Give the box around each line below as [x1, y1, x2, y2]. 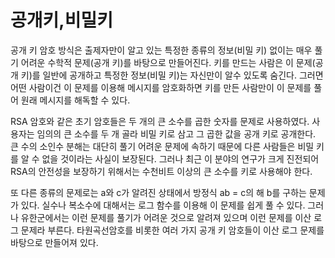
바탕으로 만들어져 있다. [10, 236, 99, 248]
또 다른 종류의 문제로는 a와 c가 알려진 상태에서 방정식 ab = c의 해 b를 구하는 [10, 186, 307, 198]
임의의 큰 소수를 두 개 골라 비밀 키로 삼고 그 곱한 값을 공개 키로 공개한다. [36, 127, 317, 140]
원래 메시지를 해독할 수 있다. [20, 94, 131, 106]
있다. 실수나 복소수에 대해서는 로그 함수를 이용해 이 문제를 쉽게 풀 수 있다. [20, 199, 306, 211]
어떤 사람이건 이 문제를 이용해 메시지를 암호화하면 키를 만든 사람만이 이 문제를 [10, 81, 312, 93]
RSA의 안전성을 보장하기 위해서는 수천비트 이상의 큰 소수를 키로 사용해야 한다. [10, 165, 313, 177]
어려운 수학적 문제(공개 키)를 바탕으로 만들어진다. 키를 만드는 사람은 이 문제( [20, 56, 316, 68]
